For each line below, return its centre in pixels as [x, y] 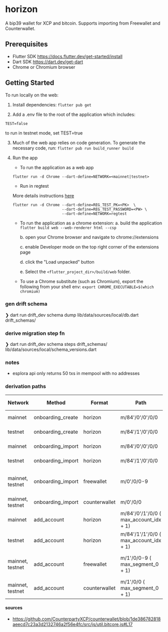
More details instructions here [43, 196]
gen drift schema [26, 304]
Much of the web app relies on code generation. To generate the [79, 143]
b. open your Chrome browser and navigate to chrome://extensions [89, 237]
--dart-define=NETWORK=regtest [94, 214]
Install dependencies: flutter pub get [52, 104]
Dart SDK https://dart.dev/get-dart [48, 62]
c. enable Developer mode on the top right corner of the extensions [89, 246]
